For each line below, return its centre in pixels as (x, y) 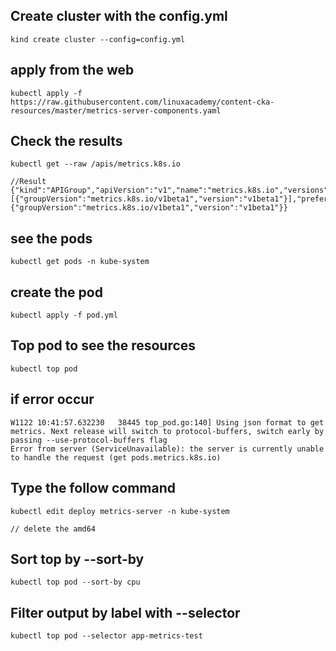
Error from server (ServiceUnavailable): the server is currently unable (167, 449)
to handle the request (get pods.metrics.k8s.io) (116, 457)
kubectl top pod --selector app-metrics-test (106, 636)
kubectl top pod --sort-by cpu (75, 582)
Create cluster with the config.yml (119, 16)
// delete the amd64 (53, 529)
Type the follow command (93, 488)
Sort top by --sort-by (77, 559)
